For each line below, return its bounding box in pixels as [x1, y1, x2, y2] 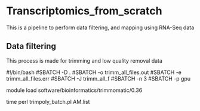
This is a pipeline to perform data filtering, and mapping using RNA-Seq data [6, 24, 195, 31]
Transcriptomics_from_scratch [6, 4, 162, 18]
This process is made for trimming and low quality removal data [6, 57, 163, 64]
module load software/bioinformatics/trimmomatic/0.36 [6, 87, 143, 94]
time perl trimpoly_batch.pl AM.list [6, 98, 90, 105]
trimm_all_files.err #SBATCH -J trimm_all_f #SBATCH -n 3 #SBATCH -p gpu [6, 75, 191, 82]
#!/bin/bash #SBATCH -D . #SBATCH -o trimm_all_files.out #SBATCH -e [6, 69, 182, 76]
